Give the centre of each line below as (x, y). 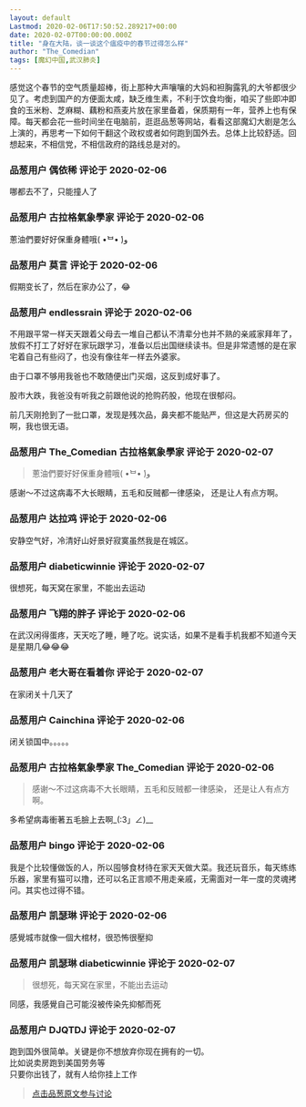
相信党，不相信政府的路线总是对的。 (117, 144)
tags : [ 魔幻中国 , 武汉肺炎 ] (55, 60)
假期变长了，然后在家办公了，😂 (70, 286)
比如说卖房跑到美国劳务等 (57, 1063)
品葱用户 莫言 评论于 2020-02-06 (83, 265)
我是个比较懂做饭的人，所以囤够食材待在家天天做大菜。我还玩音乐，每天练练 (153, 867)
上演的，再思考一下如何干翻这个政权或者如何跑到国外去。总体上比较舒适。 (149, 133)
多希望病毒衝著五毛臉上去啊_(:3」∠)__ (82, 820)
